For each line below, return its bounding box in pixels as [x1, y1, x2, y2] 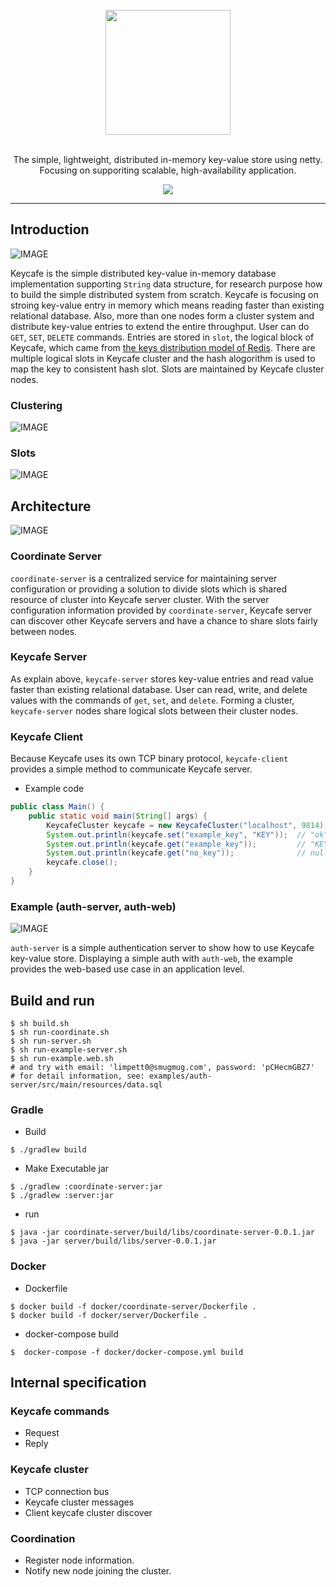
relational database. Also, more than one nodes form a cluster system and [10, 309, 315, 322]
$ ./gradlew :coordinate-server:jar [10, 1182, 163, 1192]
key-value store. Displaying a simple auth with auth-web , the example [10, 953, 293, 965]
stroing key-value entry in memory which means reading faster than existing [10, 299, 325, 311]
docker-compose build [24, 1328, 119, 1340]
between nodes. [10, 625, 78, 637]
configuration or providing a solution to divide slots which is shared [10, 583, 287, 595]
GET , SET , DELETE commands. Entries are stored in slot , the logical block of [10, 331, 315, 343]
